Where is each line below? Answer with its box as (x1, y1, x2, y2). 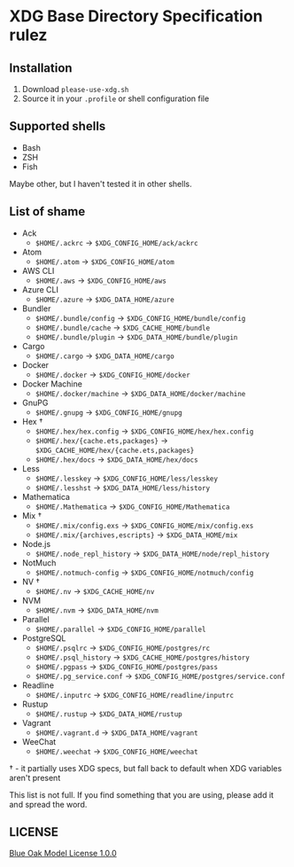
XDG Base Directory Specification (9, 6, 263, 27)
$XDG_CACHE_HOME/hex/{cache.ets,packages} (35, 446, 195, 455)
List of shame (9, 204, 86, 219)
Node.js (21, 538, 51, 549)
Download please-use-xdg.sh (21, 84, 129, 94)
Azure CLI (21, 284, 59, 294)
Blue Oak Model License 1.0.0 (9, 848, 117, 859)
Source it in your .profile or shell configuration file (21, 93, 210, 104)
